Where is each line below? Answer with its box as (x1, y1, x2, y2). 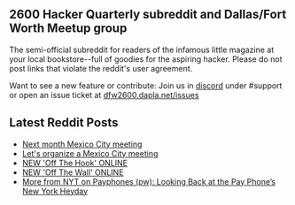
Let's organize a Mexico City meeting (21, 148, 159, 158)
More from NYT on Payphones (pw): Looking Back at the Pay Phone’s (21, 176, 276, 186)
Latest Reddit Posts (9, 115, 119, 131)
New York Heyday (21, 186, 89, 196)
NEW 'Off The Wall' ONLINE (21, 167, 124, 178)
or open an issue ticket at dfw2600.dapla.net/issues (9, 89, 199, 100)
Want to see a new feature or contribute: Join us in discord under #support (9, 80, 283, 91)
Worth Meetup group (9, 21, 128, 36)
